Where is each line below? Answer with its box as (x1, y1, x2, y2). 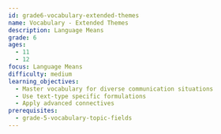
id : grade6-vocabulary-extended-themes (8, 11, 140, 20)
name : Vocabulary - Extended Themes (8, 19, 129, 27)
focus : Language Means (8, 63, 83, 71)
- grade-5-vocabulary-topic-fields (15, 114, 133, 122)
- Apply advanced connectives (15, 99, 114, 107)
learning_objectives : (8, 77, 80, 85)
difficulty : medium (8, 70, 73, 78)
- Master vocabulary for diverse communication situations (15, 84, 214, 93)
